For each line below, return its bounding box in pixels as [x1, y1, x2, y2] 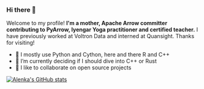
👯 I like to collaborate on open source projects [15, 64, 132, 71]
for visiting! [6, 39, 35, 47]
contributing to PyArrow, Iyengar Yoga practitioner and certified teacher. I [6, 26, 198, 33]
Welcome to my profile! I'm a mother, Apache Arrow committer [6, 20, 167, 27]
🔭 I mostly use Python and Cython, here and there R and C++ [15, 51, 170, 58]
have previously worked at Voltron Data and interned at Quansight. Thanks [6, 33, 195, 40]
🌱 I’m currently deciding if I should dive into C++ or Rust [15, 58, 157, 65]
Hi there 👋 [6, 6, 37, 14]
